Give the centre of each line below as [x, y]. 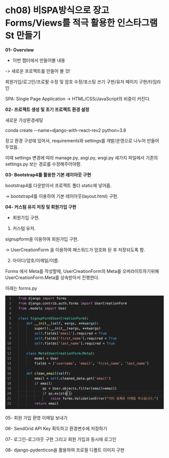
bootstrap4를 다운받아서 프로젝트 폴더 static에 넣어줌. [59, 185]
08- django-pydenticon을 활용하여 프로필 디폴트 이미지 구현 [65, 450]
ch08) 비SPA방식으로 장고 [57, 10]
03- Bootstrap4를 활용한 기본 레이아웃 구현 [48, 175]
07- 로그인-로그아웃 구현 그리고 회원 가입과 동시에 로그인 [61, 439]
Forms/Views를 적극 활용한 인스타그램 [81, 23]
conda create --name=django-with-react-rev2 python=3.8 [66, 130]
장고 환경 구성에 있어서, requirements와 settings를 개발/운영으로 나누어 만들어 [82, 140]
